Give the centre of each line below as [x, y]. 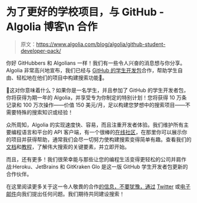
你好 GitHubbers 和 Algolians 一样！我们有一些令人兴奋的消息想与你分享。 [96, 63]
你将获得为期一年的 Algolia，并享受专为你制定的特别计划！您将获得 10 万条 [96, 97]
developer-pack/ [41, 51]
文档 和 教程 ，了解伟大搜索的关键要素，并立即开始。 [68, 147]
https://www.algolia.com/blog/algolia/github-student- [101, 44]
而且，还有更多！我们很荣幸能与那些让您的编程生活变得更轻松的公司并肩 [94, 159]
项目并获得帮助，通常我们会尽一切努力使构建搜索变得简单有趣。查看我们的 [101, 139]
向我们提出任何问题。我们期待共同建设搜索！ [71, 194]
